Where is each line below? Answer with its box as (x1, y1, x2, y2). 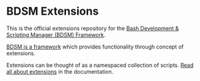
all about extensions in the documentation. (6, 67, 114, 75)
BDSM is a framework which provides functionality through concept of (6, 43, 184, 50)
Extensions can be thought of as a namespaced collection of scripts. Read (6, 61, 194, 69)
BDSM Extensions (6, 4, 99, 18)
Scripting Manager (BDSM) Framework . (6, 31, 106, 38)
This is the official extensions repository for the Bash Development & (6, 25, 179, 32)
